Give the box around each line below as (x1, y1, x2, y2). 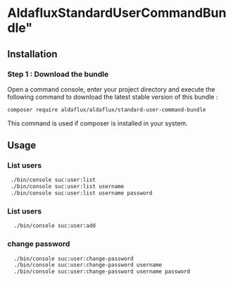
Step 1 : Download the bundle (7, 69, 109, 79)
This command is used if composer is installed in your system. (7, 118, 188, 128)
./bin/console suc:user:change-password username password (13, 268, 191, 276)
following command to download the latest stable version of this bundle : (7, 92, 218, 101)
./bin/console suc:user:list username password (10, 190, 153, 197)
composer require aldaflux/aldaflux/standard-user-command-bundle (7, 106, 206, 114)
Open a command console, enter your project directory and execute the (7, 85, 215, 93)
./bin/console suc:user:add (13, 222, 96, 230)
